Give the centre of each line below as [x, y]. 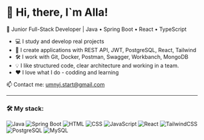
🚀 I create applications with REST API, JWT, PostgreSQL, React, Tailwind [106, 50]
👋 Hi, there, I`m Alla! [57, 12]
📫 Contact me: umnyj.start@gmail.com [56, 84]
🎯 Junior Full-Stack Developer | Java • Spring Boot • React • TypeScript [97, 29]
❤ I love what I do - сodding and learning [67, 72]
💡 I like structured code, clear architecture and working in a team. [97, 65]
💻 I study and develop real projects [59, 41]
